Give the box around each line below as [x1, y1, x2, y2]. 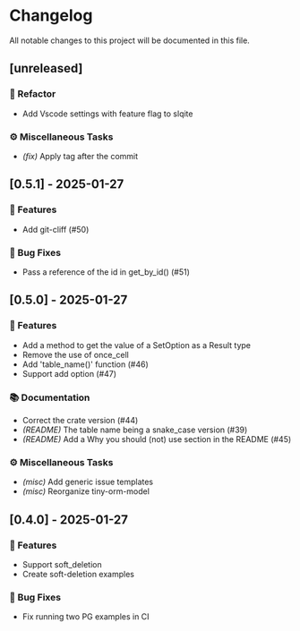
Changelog [9, 5, 93, 26]
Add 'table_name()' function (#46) [21, 359, 150, 370]
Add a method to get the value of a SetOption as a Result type [21, 339, 252, 350]
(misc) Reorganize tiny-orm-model [21, 486, 150, 497]
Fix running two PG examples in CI [21, 611, 150, 622]
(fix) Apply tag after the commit [21, 150, 139, 161]
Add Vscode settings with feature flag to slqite [21, 108, 193, 119]
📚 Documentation [9, 391, 90, 404]
